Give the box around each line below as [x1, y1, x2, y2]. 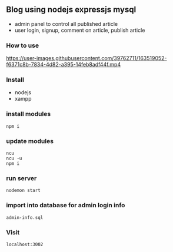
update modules [6, 137, 54, 145]
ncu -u [6, 155, 22, 161]
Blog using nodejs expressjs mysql [6, 5, 137, 15]
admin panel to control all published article [14, 20, 118, 27]
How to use [6, 41, 39, 49]
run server [6, 174, 37, 182]
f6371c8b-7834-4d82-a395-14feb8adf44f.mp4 [6, 61, 121, 68]
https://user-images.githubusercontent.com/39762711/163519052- [6, 55, 167, 62]
